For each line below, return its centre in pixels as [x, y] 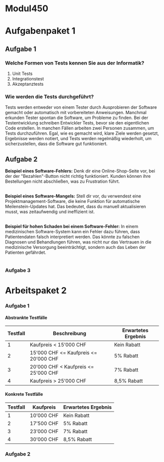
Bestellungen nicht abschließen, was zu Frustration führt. [62, 181]
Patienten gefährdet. [26, 252]
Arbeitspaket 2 [36, 291]
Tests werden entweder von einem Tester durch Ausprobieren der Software [81, 107]
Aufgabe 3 [18, 270]
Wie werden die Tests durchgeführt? [50, 97]
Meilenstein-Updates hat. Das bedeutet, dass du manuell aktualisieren [76, 207]
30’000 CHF [44, 439]
